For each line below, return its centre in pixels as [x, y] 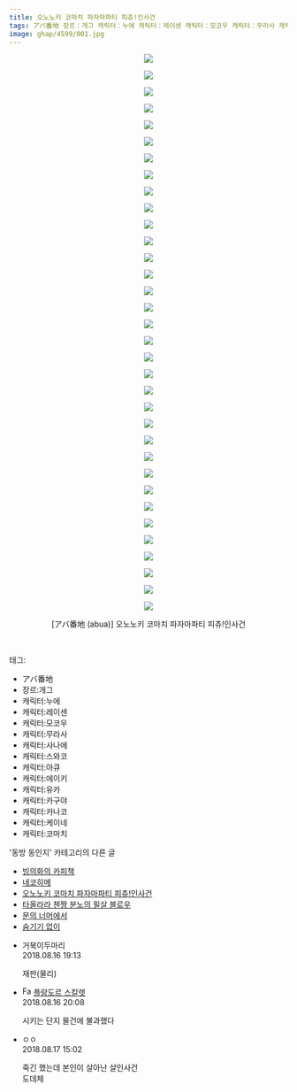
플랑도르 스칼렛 [59, 993]
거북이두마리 [44, 946]
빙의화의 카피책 [48, 872]
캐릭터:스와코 [45, 757]
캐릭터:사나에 [45, 745]
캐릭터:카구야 [45, 801]
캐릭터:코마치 [45, 834]
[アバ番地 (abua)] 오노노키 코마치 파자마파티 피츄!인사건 [148, 624]
